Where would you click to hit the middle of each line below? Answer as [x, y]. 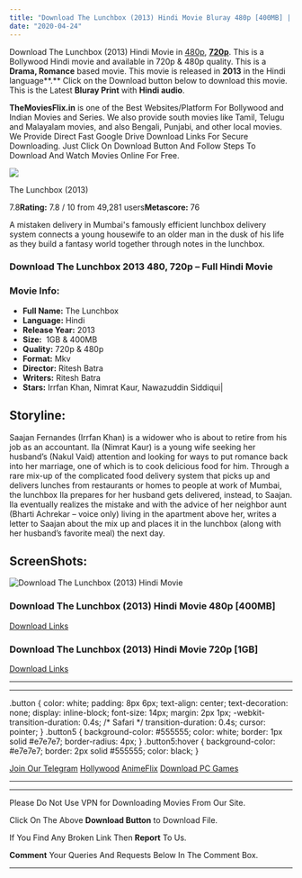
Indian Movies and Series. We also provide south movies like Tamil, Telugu [147, 117]
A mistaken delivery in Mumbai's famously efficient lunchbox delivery [138, 224]
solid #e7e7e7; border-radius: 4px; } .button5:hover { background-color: [142, 741]
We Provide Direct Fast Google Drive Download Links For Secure [129, 136]
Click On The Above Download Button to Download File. [114, 819]
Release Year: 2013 [59, 330]
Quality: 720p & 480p [63, 348]
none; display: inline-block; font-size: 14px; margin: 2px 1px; [120, 712]
